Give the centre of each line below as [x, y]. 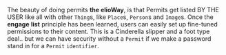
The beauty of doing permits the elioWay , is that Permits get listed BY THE [113, 10]
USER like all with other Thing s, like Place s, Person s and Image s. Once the [110, 17]
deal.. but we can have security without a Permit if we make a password [109, 39]
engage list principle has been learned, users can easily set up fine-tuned [113, 24]
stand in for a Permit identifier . [53, 46]
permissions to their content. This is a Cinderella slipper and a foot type [109, 31]
